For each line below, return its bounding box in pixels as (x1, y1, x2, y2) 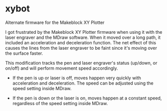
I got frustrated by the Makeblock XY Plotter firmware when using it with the (5, 29, 162, 35)
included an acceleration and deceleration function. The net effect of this (5, 39, 156, 45)
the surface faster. (5, 50, 44, 56)
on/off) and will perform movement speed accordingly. (5, 65, 118, 71)
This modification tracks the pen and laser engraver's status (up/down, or (5, 60, 157, 66)
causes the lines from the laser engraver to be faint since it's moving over (5, 45, 157, 51)
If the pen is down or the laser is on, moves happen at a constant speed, (12, 95, 162, 101)
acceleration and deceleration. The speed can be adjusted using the (12, 80, 154, 86)
